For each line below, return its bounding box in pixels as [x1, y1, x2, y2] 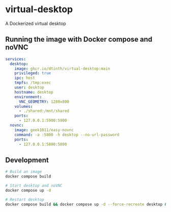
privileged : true [14, 71, 51, 76]
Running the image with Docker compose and [5, 35, 153, 44]
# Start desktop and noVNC [5, 183, 63, 188]
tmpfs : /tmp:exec [14, 80, 51, 85]
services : [5, 56, 26, 62]
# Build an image [5, 169, 42, 174]
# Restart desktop [5, 197, 44, 202]
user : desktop [14, 85, 44, 90]
